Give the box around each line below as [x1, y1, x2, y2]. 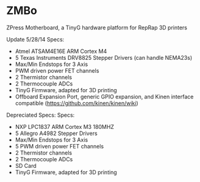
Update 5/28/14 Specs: [6, 35, 65, 43]
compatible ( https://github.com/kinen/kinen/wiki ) [15, 99, 138, 107]
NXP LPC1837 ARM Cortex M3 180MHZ [15, 123, 115, 130]
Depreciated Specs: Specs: [6, 111, 75, 118]
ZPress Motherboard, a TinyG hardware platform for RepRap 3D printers [6, 24, 188, 31]
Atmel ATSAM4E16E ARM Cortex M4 [15, 47, 107, 55]
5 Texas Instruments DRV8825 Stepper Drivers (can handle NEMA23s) [15, 54, 193, 61]
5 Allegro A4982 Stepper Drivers [15, 129, 98, 137]
